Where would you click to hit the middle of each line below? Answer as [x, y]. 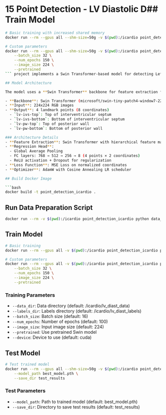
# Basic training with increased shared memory [55, 33]
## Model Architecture [28, 83]
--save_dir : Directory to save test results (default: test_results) [76, 407]
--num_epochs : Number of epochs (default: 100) [60, 322]
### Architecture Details [32, 137]
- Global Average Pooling [36, 151]
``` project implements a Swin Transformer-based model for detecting [79, 74]
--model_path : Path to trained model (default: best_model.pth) [75, 402]
